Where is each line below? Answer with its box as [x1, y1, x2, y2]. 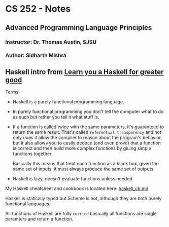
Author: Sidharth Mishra [5, 52, 66, 59]
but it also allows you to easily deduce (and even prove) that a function [12, 140, 161, 146]
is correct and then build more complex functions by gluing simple [12, 145, 151, 152]
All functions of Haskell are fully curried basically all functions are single [5, 211, 157, 217]
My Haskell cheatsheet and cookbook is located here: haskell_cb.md [5, 185, 149, 192]
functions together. [12, 150, 53, 157]
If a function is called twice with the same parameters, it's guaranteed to [12, 124, 164, 130]
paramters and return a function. [5, 216, 74, 222]
